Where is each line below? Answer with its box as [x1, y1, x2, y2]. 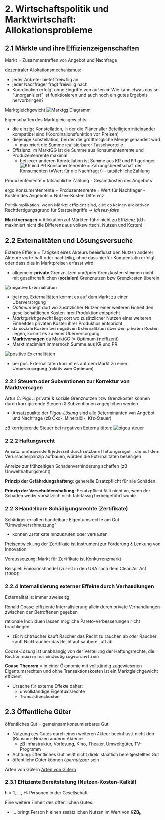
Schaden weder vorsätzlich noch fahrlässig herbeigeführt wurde [5, 493, 136, 499]
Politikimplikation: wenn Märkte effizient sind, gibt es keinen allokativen [5, 202, 150, 208]
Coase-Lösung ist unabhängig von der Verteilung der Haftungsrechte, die [5, 648, 155, 654]
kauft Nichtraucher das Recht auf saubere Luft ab [12, 639, 113, 644]
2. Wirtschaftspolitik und [5, 3, 109, 15]
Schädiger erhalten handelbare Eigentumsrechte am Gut [5, 516, 120, 522]
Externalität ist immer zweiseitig [5, 594, 70, 600]
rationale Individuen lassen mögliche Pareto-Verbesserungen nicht [5, 618, 140, 624]
